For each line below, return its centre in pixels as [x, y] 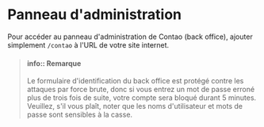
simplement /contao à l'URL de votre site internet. [88, 44]
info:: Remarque [54, 63]
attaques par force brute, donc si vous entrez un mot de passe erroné [141, 90]
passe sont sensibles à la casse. [79, 115]
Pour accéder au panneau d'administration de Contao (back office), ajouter [130, 37]
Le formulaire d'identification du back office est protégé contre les [135, 81]
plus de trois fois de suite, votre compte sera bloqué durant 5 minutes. [142, 98]
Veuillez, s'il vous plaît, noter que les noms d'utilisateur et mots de [135, 106]
